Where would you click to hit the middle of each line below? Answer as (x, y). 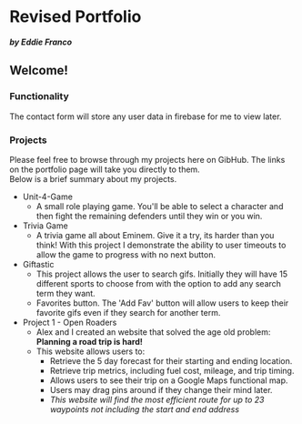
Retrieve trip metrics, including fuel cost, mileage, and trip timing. (172, 370)
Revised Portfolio (75, 17)
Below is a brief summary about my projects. (93, 178)
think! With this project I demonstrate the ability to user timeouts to (161, 245)
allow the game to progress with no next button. (126, 254)
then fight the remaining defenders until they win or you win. (149, 216)
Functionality (40, 96)
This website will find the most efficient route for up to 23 (157, 399)
